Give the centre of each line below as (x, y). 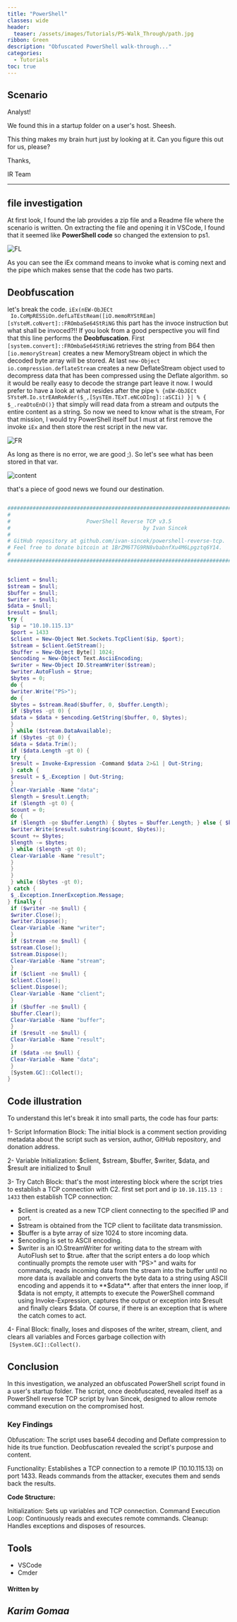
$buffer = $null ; (33, 593)
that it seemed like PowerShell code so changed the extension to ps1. (109, 235)
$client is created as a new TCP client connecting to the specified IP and (123, 1211)
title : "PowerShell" (38, 14)
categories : (25, 54)
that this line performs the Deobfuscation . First (76, 338)
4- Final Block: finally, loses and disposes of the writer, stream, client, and (115, 1329)
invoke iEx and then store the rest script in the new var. (87, 427)
